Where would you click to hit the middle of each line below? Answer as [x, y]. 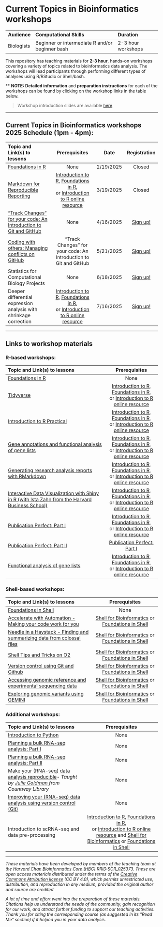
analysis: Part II [25, 763]
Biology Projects [26, 283]
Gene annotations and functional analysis [55, 444]
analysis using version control [42, 803]
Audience [19, 34]
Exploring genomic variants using [46, 694]
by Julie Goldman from [34, 783]
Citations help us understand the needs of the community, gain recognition [80, 904]
